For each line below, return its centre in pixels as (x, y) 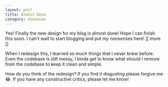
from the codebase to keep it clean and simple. (54, 64)
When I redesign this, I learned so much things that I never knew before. (80, 53)
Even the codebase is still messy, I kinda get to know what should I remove (82, 59)
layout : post (19, 10)
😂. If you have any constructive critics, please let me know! (67, 79)
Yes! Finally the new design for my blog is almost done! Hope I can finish (80, 33)
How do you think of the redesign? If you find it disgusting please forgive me (84, 74)
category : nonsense (26, 19)
